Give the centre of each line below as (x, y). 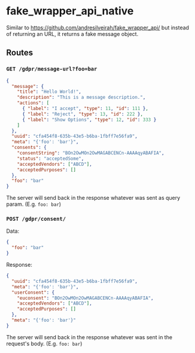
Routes (20, 53)
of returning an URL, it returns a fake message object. (72, 34)
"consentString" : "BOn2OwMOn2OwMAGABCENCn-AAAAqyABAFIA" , (91, 153)
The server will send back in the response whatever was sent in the (89, 337)
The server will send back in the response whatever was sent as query (93, 198)
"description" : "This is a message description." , (81, 98)
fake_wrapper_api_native (70, 11)
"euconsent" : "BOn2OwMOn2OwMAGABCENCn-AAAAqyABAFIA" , (85, 298)
